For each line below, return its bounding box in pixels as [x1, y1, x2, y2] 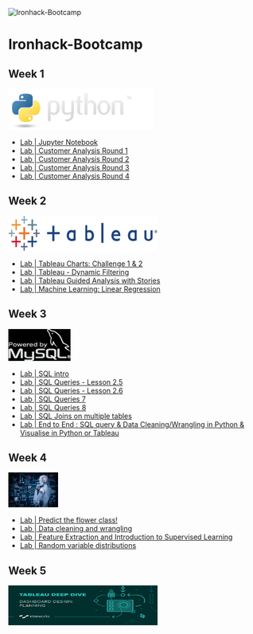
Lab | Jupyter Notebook [19, 138, 98, 147]
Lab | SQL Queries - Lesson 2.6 [19, 385, 123, 395]
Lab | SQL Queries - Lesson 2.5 [19, 377, 123, 386]
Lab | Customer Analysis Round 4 [19, 171, 130, 181]
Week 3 [8, 307, 47, 321]
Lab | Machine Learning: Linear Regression [19, 284, 161, 294]
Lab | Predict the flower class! [19, 515, 118, 525]
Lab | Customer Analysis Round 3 [19, 163, 130, 172]
